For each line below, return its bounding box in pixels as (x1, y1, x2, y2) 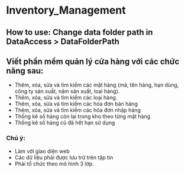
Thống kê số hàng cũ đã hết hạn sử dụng (14, 119, 115, 126)
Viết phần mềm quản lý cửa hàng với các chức (6, 56, 180, 66)
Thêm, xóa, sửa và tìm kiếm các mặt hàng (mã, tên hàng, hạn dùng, (14, 81, 179, 89)
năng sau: (6, 66, 44, 76)
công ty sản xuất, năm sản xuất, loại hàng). (14, 88, 120, 95)
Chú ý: (6, 134, 25, 142)
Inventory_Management (6, 4, 126, 17)
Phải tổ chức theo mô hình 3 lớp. (14, 160, 94, 167)
